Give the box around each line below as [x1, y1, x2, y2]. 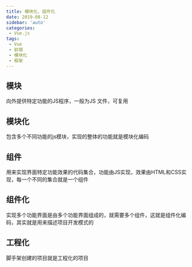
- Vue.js [8, 31, 31, 36]
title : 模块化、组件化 [6, 8, 56, 15]
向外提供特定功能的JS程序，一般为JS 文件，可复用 [6, 97, 128, 104]
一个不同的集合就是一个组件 [21, 175, 89, 182]
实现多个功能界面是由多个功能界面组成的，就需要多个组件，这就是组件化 [6, 211, 181, 218]
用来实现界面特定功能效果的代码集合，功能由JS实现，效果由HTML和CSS [6, 168, 182, 175]
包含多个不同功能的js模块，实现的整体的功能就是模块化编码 [6, 133, 149, 140]
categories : [6, 25, 35, 31]
